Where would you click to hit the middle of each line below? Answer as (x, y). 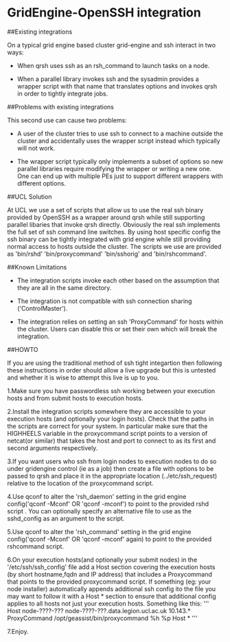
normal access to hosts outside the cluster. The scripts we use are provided (114, 246)
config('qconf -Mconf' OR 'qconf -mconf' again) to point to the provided (109, 539)
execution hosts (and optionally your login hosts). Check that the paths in (111, 419)
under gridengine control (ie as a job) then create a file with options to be (111, 468)
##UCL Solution (30, 197)
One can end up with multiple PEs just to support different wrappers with (120, 176)
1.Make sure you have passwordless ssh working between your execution (111, 390)
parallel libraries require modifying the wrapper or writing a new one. (114, 168)
